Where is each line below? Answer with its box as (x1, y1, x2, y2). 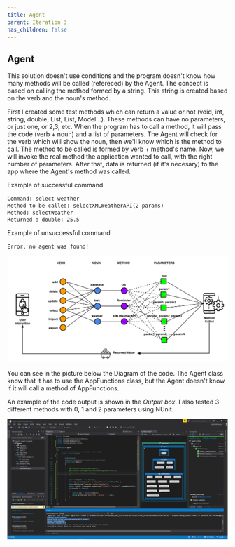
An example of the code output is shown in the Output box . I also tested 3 (7, 397, 220, 407)
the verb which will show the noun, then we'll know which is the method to (7, 138, 222, 146)
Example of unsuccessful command (7, 229, 111, 237)
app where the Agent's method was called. (7, 167, 131, 176)
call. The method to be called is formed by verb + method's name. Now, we (7, 145, 225, 154)
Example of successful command (7, 181, 104, 190)
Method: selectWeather (7, 209, 73, 217)
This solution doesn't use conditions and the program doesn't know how (7, 72, 216, 80)
